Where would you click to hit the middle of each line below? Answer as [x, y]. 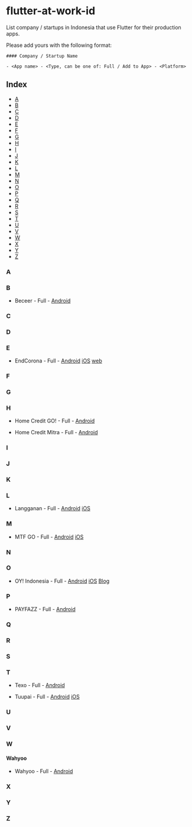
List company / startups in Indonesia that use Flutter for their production [94, 27]
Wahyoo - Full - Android [44, 771]
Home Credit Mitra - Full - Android [56, 432]
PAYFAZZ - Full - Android [45, 609]
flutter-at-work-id [51, 11]
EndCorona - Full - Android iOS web [58, 361]
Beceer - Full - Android [43, 300]
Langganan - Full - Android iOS [52, 508]
